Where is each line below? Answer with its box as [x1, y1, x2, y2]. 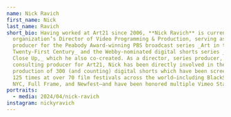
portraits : [6, 87, 38, 94]
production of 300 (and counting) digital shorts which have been [12, 67, 208, 74]
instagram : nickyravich [6, 100, 75, 107]
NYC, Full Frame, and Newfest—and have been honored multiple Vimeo [12, 81, 214, 87]
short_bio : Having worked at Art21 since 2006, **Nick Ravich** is [6, 29, 205, 36]
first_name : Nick [6, 17, 57, 23]
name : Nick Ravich [6, 10, 59, 17]
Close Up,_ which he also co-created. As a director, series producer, [12, 55, 223, 62]
